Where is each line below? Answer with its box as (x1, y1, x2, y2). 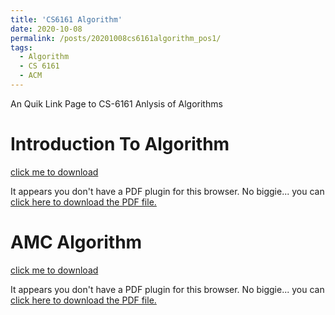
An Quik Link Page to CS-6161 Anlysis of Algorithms (10, 97, 223, 110)
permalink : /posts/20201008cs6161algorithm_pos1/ (10, 33, 222, 43)
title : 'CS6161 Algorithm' (10, 14, 123, 25)
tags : (10, 42, 33, 53)
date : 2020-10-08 (10, 24, 83, 34)
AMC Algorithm (10, 231, 143, 253)
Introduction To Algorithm (10, 133, 230, 156)
